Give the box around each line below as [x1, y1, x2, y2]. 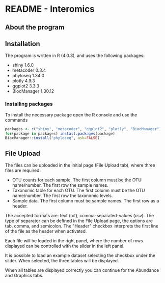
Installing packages [5, 101, 53, 108]
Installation [5, 39, 40, 48]
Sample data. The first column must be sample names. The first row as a [12, 198, 159, 204]
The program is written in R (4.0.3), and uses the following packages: [5, 53, 145, 58]
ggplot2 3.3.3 [12, 83, 40, 89]
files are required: [5, 168, 41, 173]
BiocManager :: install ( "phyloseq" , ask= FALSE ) [5, 136, 100, 141]
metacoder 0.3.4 [12, 67, 46, 73]
